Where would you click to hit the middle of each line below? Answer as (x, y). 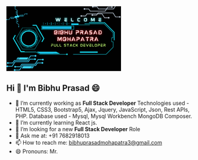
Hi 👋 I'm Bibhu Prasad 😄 (53, 88)
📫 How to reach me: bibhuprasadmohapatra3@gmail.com (89, 142)
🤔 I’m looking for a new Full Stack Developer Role (78, 129)
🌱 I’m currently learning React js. (56, 123)
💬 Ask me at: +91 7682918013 (52, 135)
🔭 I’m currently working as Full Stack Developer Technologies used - (102, 103)
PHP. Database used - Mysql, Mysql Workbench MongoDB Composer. (104, 116)
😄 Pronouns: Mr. (36, 151)
